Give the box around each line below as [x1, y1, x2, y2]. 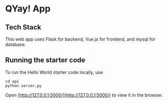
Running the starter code [5, 56, 86, 64]
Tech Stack [5, 23, 41, 31]
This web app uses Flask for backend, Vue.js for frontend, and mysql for [5, 36, 155, 42]
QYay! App [5, 3, 51, 14]
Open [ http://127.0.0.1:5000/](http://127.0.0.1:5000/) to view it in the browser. [5, 92, 163, 98]
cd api [5, 78, 19, 84]
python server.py [5, 83, 42, 88]
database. [5, 41, 26, 47]
